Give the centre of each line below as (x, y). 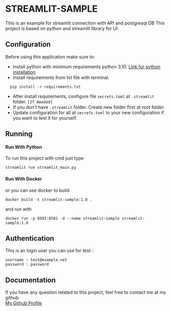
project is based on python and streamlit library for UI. (62, 28)
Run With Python (24, 147)
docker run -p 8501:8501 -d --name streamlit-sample (63, 218)
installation (24, 72)
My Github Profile (24, 303)
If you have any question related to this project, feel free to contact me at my (86, 292)
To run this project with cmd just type (45, 158)
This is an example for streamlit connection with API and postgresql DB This (85, 23)
